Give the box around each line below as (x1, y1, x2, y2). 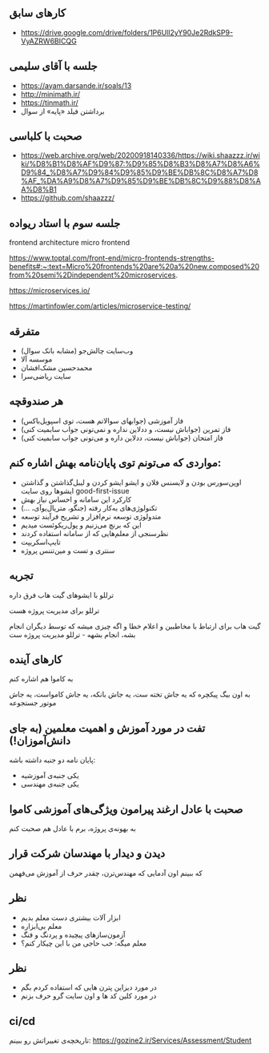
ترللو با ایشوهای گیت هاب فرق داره (9, 590, 114, 599)
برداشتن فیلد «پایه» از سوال (20, 106, 105, 115)
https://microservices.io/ (9, 286, 90, 296)
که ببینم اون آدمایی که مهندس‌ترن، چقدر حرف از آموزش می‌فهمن (9, 868, 203, 877)
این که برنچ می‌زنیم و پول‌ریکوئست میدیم (20, 520, 143, 530)
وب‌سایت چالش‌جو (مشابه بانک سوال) (20, 346, 134, 356)
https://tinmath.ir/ (20, 98, 78, 107)
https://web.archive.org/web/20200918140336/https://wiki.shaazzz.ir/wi (20, 151, 261, 160)
